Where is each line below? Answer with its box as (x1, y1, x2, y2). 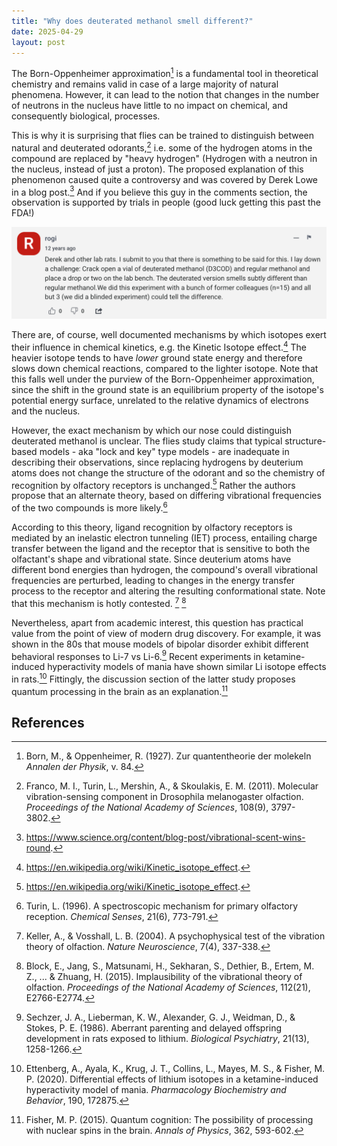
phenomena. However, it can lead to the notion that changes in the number (11, 89, 320, 101)
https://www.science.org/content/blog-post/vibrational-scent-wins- (25, 831, 306, 844)
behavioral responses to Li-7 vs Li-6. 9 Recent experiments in (11, 648, 261, 662)
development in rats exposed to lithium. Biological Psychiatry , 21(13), (25, 1033, 310, 1045)
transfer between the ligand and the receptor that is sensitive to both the (11, 542, 311, 554)
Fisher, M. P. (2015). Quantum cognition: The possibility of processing (25, 1114, 314, 1126)
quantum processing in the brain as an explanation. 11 (11, 683, 228, 697)
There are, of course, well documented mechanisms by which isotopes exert (11, 329, 327, 341)
